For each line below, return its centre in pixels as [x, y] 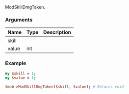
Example [16, 63]
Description [57, 32]
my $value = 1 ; [21, 78]
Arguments [19, 20]
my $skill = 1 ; [21, 73]
